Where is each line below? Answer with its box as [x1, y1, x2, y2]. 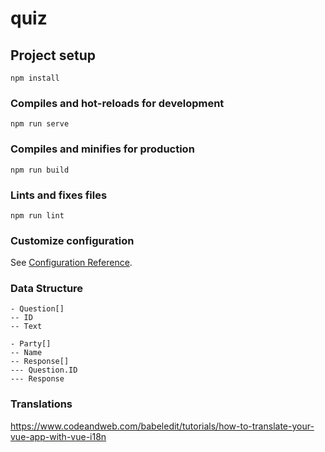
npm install [10, 73, 60, 83]
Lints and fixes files [10, 188, 108, 202]
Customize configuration [10, 233, 135, 247]
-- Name [10, 348, 43, 358]
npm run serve [10, 119, 70, 129]
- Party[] [10, 339, 52, 349]
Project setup [10, 47, 97, 64]
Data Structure [10, 282, 84, 296]
